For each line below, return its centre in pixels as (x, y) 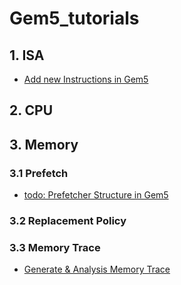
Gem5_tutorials (74, 18)
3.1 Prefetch (39, 173)
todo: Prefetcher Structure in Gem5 (96, 195)
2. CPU (31, 110)
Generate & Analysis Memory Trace (97, 269)
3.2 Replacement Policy (68, 220)
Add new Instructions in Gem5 (86, 79)
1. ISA (27, 55)
